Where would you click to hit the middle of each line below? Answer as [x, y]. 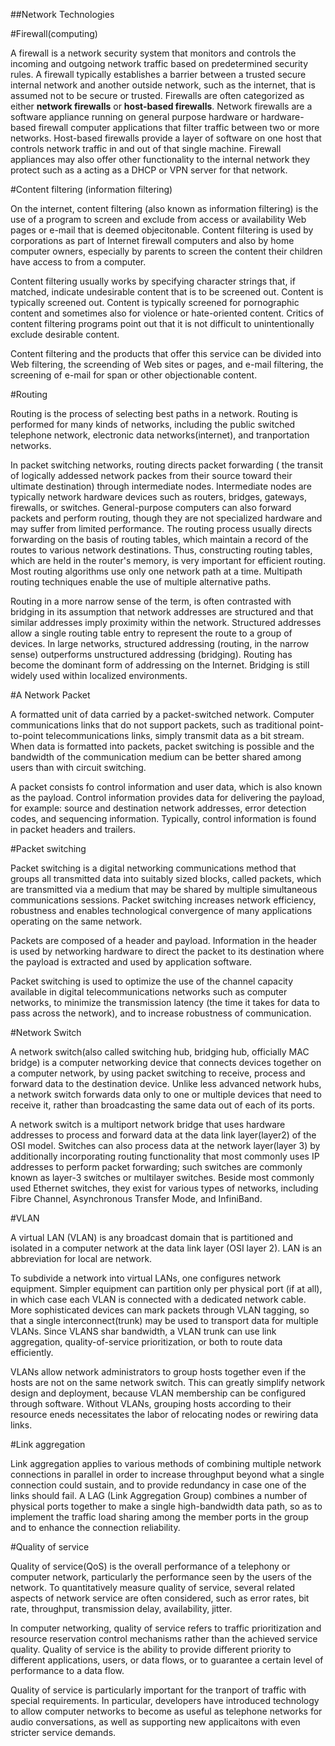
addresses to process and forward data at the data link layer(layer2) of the [163, 1135]
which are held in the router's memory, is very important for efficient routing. [168, 560]
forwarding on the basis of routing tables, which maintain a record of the [159, 539]
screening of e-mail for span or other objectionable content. [134, 375]
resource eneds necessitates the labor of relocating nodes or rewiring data [164, 1414]
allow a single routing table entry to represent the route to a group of [151, 633]
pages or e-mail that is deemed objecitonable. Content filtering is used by [162, 230]
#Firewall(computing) [54, 33]
